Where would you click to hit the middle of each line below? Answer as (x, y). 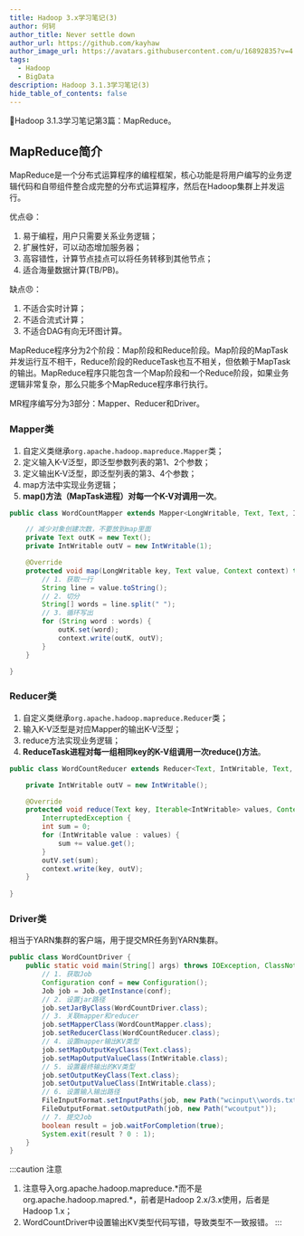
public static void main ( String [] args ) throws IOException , (143, 966)
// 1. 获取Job (67, 975)
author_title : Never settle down (72, 34)
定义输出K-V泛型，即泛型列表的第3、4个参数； (109, 473)
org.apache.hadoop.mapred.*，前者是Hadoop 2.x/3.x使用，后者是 (146, 1200)
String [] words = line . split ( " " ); (109, 604)
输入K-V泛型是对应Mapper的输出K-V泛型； (102, 728)
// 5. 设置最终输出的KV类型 (89, 1067)
